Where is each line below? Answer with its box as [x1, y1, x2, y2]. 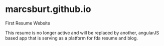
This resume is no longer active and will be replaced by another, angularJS [5, 29, 159, 35]
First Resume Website [5, 20, 51, 26]
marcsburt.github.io [5, 3, 91, 15]
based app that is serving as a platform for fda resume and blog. [5, 35, 138, 41]
